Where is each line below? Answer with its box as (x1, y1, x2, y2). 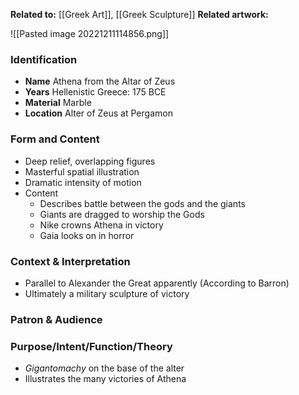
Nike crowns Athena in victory (39, 219, 164, 231)
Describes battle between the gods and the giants (39, 197, 246, 209)
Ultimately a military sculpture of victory (24, 287, 190, 299)
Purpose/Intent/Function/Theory (10, 339, 173, 353)
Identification (10, 52, 78, 66)
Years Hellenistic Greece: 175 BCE (24, 86, 167, 98)
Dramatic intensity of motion (24, 176, 142, 188)
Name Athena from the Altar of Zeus (24, 75, 176, 88)
